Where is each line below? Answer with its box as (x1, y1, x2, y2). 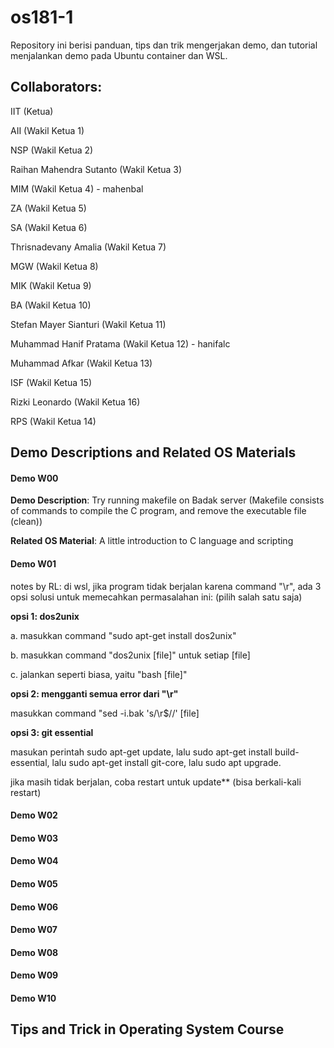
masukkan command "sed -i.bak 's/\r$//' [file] (10, 707, 200, 719)
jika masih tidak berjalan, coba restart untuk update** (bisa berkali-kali (10, 776, 302, 788)
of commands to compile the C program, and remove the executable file (10, 505, 307, 517)
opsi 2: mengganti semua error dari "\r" (10, 687, 179, 700)
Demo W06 (10, 901, 59, 913)
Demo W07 (10, 924, 58, 936)
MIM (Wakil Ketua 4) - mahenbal (10, 182, 144, 195)
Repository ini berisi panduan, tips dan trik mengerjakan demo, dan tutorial (10, 39, 318, 51)
